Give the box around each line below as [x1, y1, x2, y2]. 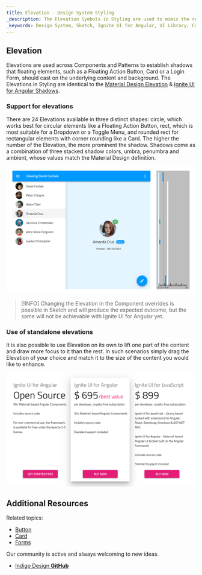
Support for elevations [6, 102, 73, 111]
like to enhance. [6, 360, 46, 368]
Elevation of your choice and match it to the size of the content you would [6, 354, 189, 361]
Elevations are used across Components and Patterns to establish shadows [6, 61, 193, 69]
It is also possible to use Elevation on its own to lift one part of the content [6, 341, 189, 348]
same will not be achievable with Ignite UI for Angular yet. [20, 312, 164, 319]
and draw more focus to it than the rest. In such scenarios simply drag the [6, 347, 189, 355]
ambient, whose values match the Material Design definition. [6, 154, 156, 162]
